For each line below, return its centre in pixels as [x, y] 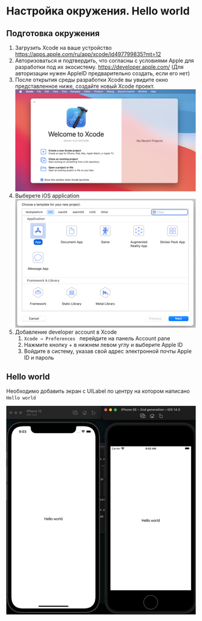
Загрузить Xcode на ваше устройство [63, 48]
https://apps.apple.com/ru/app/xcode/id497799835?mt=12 [88, 54]
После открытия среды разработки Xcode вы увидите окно [91, 80]
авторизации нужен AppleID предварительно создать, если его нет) [103, 73]
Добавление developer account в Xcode [66, 332]
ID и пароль [39, 358]
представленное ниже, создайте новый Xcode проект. [85, 86]
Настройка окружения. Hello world [98, 11]
